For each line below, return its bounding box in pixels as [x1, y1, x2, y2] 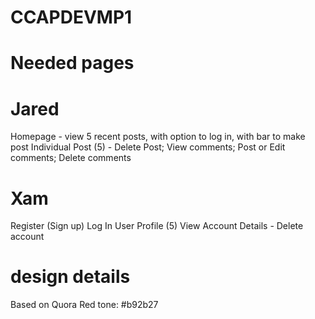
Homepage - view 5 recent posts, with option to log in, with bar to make [10, 131, 306, 143]
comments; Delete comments [10, 152, 132, 164]
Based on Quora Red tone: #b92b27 [10, 299, 159, 311]
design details [10, 266, 131, 288]
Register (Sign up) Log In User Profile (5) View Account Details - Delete [10, 220, 304, 232]
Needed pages [10, 52, 135, 75]
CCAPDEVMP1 [10, 6, 133, 29]
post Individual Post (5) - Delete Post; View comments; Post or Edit [10, 141, 286, 153]
